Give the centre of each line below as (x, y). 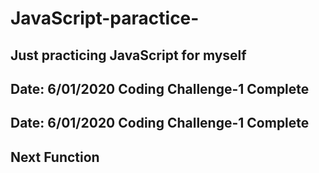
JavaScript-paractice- (105, 18)
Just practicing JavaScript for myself (128, 55)
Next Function (55, 157)
